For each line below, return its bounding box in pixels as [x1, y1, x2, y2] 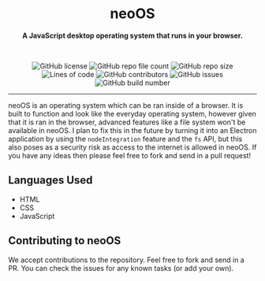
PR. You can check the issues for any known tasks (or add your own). [8, 263, 234, 272]
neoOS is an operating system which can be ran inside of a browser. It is [8, 100, 244, 110]
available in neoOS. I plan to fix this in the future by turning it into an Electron [8, 125, 257, 135]
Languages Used [8, 174, 93, 187]
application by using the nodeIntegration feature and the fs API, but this [8, 134, 243, 143]
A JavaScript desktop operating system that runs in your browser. [22, 31, 243, 40]
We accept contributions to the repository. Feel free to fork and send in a [8, 255, 244, 264]
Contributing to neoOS [8, 234, 121, 248]
